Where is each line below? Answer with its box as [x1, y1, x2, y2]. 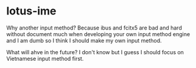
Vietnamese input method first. [6, 55, 84, 62]
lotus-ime [6, 4, 57, 18]
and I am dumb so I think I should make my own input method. [6, 37, 163, 44]
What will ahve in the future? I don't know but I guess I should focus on [6, 48, 184, 55]
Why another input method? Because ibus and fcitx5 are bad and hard [6, 24, 183, 31]
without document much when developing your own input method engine [6, 30, 191, 37]
